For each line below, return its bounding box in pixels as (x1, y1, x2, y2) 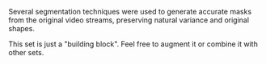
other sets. (8, 48, 44, 57)
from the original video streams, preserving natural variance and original (8, 15, 249, 25)
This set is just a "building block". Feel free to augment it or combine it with (8, 39, 259, 49)
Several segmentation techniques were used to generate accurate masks (8, 7, 252, 16)
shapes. (8, 24, 35, 33)
